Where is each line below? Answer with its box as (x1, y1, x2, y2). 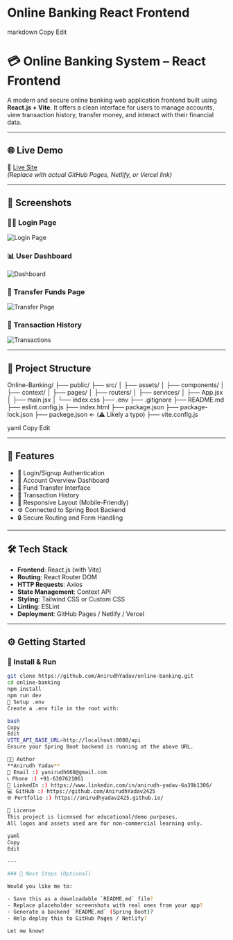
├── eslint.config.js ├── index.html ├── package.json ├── (7, 403, 179, 411)
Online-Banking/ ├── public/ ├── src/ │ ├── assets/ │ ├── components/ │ (7, 381, 225, 389)
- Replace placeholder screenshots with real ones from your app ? (7, 902, 203, 909)
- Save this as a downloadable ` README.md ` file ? (7, 896, 154, 903)
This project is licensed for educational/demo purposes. (7, 814, 178, 821)
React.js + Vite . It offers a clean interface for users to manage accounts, (7, 103, 215, 112)
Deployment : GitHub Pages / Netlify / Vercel (17, 609, 144, 618)
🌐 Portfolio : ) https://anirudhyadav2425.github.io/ (7, 794, 164, 802)
